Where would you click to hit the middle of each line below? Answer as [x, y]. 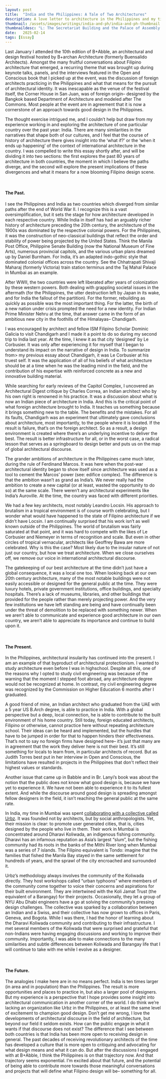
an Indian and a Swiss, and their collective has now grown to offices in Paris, [83, 913]
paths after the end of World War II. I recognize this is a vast [66, 210]
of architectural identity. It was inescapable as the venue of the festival [77, 88]
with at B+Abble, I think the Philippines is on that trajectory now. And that [79, 1055]
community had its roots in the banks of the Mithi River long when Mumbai [81, 845]
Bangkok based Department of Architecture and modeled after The [73, 99]
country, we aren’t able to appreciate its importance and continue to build [80, 621]
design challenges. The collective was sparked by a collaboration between [81, 907]
